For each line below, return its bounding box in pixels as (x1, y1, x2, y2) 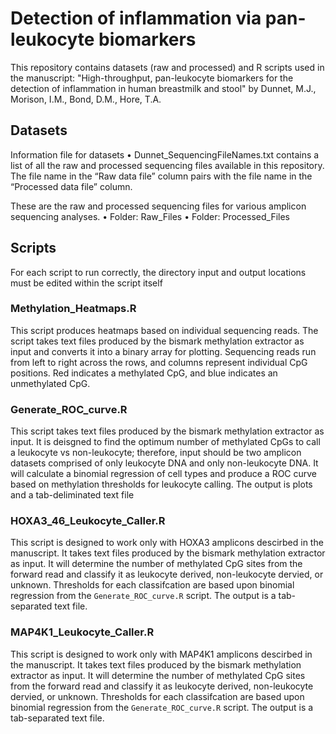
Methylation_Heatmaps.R (10, 302, 137, 316)
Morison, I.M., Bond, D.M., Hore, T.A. (10, 93, 162, 105)
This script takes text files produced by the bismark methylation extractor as (10, 425, 325, 437)
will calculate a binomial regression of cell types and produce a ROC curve (10, 468, 318, 480)
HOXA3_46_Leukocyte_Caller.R (10, 514, 166, 528)
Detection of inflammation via (10, 7, 262, 30)
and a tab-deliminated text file (10, 489, 135, 501)
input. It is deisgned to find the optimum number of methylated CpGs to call (10, 436, 321, 448)
